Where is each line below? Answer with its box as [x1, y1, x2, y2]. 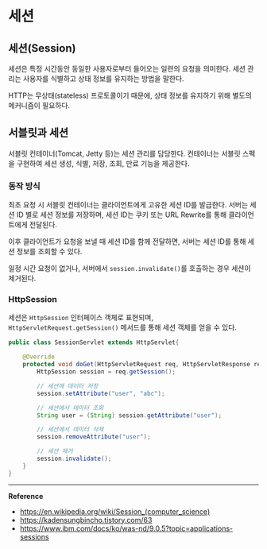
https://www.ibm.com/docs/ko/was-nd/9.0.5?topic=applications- [19, 524, 233, 533]
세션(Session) [8, 41, 76, 55]
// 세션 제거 [37, 447, 73, 455]
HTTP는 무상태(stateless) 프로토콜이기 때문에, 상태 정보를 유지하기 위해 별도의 [8, 91, 252, 100]
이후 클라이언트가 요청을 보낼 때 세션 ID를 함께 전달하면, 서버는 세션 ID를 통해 [8, 237, 246, 246]
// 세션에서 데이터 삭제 [37, 426, 104, 434]
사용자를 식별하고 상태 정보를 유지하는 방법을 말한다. [22, 74, 184, 83]
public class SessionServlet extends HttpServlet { [8, 338, 180, 346]
